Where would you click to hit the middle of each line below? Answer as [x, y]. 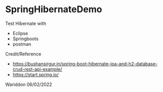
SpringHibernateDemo [54, 9]
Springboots [26, 39]
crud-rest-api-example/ [37, 69]
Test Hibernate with [26, 23]
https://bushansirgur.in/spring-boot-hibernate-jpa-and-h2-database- [85, 64]
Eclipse [20, 33]
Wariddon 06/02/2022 [29, 84]
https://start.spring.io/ [36, 74]
